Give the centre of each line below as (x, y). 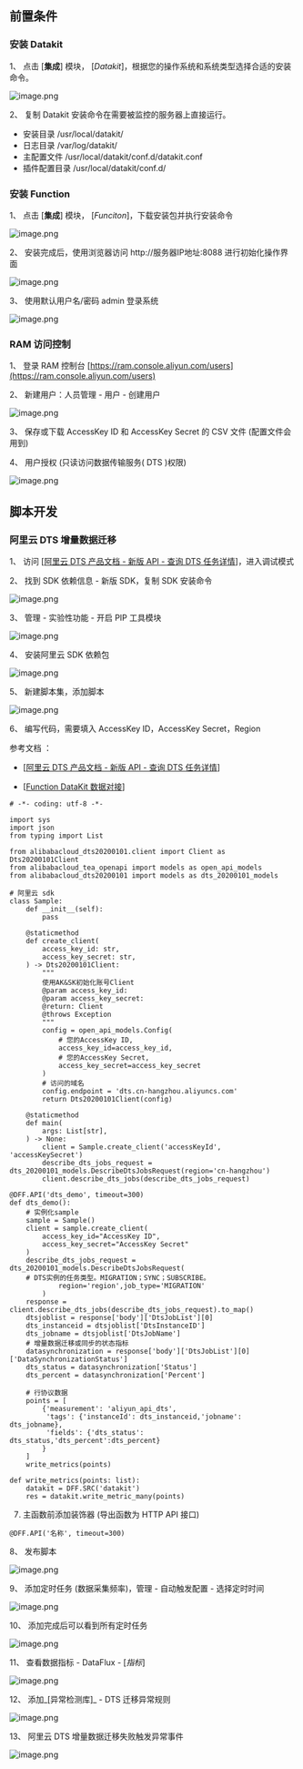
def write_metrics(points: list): (75, 1480)
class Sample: (36, 901)
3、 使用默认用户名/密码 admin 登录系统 (84, 300)
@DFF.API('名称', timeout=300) (67, 1533)
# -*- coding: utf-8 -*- (56, 804)
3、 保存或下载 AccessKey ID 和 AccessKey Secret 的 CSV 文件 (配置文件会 (151, 432)
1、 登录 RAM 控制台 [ (50, 366)
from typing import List (56, 836)
